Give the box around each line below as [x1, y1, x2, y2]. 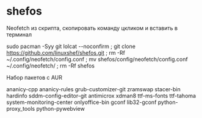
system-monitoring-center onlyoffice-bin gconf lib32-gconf [6, 99, 157, 106]
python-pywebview [36, 105, 85, 112]
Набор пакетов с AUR [6, 74, 63, 81]
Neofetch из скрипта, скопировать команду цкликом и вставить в [6, 24, 178, 32]
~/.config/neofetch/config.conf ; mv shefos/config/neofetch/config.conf [6, 55, 188, 63]
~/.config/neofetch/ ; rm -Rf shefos [6, 62, 95, 69]
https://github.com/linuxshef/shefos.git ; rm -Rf [6, 49, 125, 56]
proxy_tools [6, 105, 35, 112]
